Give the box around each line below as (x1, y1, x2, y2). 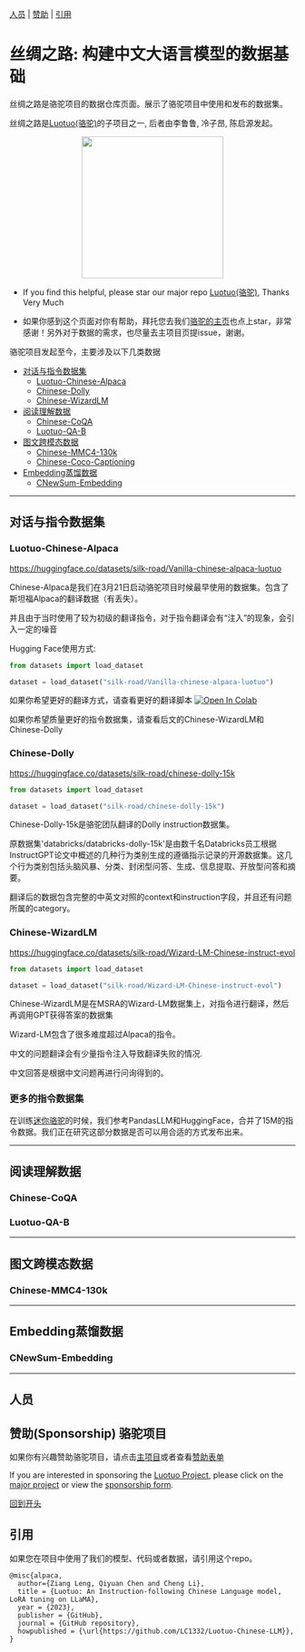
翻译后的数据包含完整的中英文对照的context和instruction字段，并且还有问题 (9, 891, 292, 902)
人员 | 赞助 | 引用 (9, 9, 73, 19)
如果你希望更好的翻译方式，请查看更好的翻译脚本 (9, 694, 192, 706)
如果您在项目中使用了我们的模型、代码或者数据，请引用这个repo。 (9, 1552, 258, 1564)
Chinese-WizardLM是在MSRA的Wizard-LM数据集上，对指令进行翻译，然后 (9, 998, 290, 1009)
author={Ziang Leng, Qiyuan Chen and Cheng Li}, (17, 1578, 205, 1588)
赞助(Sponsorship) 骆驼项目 (9, 1425, 167, 1441)
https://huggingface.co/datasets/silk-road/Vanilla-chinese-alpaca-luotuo (9, 563, 282, 574)
